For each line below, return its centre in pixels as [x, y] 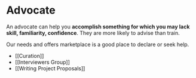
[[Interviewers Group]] [42, 62]
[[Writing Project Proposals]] [50, 68]
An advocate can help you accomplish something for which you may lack [98, 27]
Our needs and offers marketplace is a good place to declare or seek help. [98, 44]
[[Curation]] [29, 56]
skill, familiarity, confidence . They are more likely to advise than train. [93, 32]
